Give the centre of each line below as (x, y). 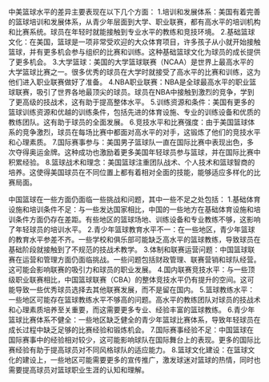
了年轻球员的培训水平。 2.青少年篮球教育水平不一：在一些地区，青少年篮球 (132, 230)
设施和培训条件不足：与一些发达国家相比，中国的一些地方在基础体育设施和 (131, 209)
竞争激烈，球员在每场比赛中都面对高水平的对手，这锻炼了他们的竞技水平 (141, 132)
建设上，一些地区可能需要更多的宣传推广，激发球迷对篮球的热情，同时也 (141, 360)
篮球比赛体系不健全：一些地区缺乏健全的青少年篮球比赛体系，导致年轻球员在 (134, 320)
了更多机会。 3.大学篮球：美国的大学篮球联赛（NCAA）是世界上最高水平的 (131, 62)
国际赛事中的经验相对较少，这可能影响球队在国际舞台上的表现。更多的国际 (131, 340)
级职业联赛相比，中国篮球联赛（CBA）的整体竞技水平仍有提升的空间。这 (128, 280)
